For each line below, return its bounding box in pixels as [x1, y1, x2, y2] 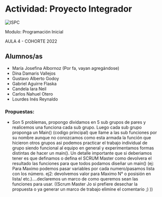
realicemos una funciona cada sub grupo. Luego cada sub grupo [12, 125, 142, 131]
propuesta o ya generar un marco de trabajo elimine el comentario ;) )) [12, 186, 153, 192]
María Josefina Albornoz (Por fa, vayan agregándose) [12, 65, 120, 71]
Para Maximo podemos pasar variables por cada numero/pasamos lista [12, 166, 155, 172]
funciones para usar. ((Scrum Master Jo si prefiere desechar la [12, 181, 138, 187]
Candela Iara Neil [12, 86, 47, 92]
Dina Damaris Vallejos [12, 70, 56, 76]
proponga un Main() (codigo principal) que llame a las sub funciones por [12, 130, 157, 135]
